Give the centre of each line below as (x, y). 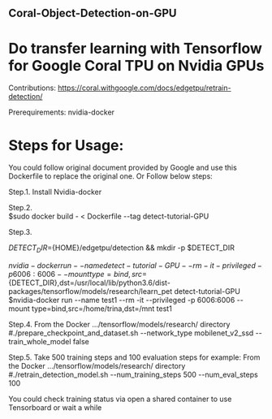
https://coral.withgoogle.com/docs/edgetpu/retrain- (145, 88)
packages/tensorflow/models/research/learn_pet (91, 292)
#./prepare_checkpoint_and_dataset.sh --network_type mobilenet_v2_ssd (131, 333)
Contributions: (32, 88)
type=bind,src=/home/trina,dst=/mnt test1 (101, 309)
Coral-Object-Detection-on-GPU (93, 13)
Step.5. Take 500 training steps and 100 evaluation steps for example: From (134, 357)
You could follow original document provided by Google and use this (123, 168)
